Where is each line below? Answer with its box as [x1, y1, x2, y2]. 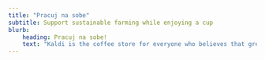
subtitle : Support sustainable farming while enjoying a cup [8, 19, 214, 26]
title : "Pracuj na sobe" [8, 11, 90, 19]
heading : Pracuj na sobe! [22, 33, 108, 41]
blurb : [8, 26, 30, 34]
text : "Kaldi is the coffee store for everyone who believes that [22, 41, 245, 48]
